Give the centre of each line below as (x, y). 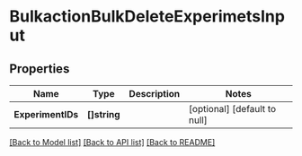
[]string (103, 114)
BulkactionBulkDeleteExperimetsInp (147, 17)
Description (155, 94)
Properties (40, 69)
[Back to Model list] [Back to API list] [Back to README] (112, 142)
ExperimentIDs (46, 114)
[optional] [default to (232, 109)
